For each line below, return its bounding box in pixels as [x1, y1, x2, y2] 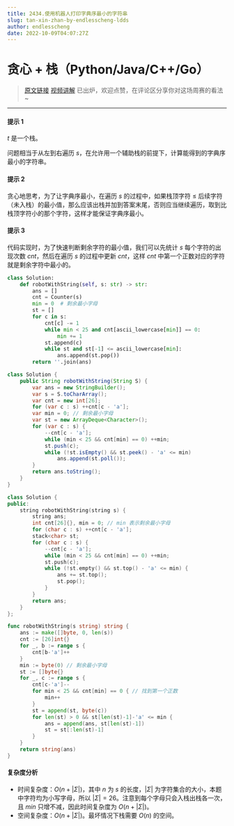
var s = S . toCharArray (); [32, 391, 108, 398]
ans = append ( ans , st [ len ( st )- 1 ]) [44, 720, 145, 727]
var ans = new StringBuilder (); [32, 384, 127, 391]
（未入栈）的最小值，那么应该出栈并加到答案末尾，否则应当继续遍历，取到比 [7, 200, 227, 209]
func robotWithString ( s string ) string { [7, 623, 130, 630]
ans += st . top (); [56, 572, 108, 579]
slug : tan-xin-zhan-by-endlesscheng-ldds [7, 17, 130, 24]
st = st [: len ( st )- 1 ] [44, 726, 104, 733]
